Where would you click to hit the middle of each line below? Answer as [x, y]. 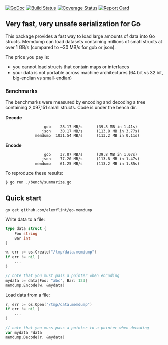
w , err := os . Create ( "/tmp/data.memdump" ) [51, 252]
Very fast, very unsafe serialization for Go [73, 24]
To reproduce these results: [34, 173]
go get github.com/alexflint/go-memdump [49, 210]
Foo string [26, 233]
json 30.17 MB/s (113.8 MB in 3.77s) [91, 131]
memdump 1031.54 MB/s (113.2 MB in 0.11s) [87, 136]
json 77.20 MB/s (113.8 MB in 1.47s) [91, 159]
